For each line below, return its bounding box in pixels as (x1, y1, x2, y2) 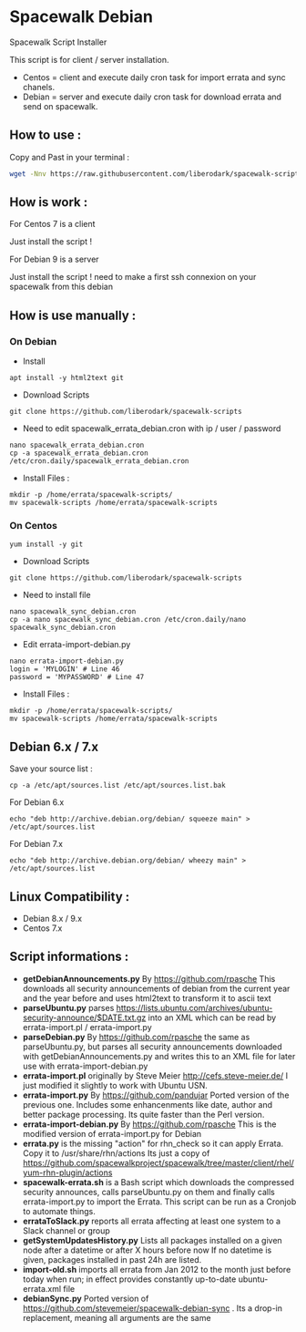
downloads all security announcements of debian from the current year (22, 983, 291, 994)
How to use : (9, 128, 82, 143)
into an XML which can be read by (148, 1012, 277, 1023)
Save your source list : (9, 763, 93, 774)
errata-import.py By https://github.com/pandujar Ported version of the (22, 1089, 290, 1100)
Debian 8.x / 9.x (22, 914, 83, 924)
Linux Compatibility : (9, 889, 130, 904)
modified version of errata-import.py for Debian (22, 1128, 202, 1139)
